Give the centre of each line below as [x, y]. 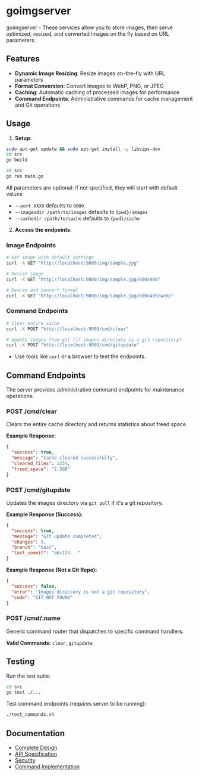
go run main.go [25, 176]
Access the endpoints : [43, 229]
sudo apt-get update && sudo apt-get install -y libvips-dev [83, 149]
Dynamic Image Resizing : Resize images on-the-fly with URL [90, 73]
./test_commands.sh [30, 715]
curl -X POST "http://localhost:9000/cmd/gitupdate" [73, 345]
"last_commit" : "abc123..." [46, 553]
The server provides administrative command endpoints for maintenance [95, 390]
